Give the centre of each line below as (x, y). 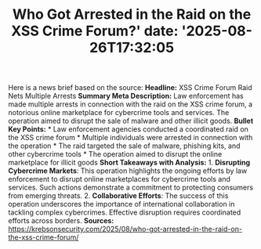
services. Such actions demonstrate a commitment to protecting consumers (130, 188)
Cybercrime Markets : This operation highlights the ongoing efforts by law (128, 171)
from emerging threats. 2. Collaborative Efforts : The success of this (118, 196)
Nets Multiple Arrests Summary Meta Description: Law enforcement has (126, 96)
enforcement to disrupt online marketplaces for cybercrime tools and (120, 179)
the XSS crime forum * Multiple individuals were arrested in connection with (130, 138)
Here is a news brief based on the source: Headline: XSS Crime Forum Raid (130, 88)
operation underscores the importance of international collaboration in (121, 204)
